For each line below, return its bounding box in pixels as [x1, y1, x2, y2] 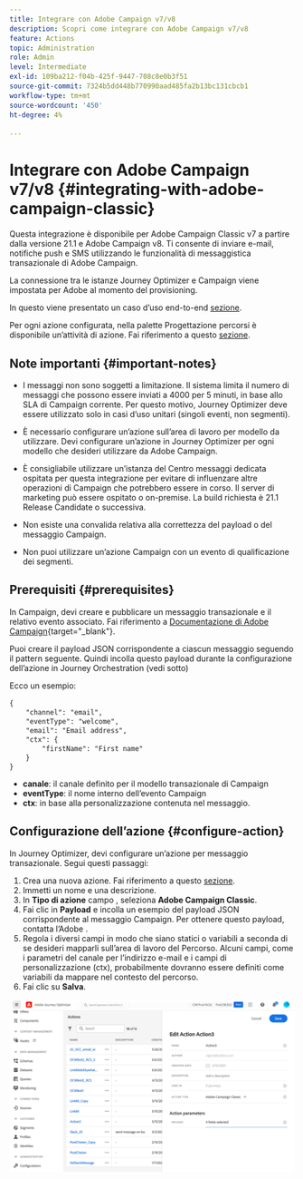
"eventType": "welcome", [25, 716, 119, 726]
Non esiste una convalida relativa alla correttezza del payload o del [22, 520, 273, 530]
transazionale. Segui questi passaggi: [9, 857, 149, 868]
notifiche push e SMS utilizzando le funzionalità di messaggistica [9, 248, 251, 258]
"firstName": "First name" [42, 744, 144, 753]
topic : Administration [9, 44, 95, 53]
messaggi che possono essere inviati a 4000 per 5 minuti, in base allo [22, 390, 283, 400]
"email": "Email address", [25, 726, 128, 735]
